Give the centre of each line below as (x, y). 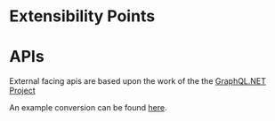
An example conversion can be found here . (88, 108)
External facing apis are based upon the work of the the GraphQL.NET (138, 81)
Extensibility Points (82, 16)
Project (22, 91)
